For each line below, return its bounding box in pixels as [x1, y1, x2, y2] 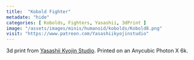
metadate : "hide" [6, 14, 50, 20]
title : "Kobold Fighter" [6, 8, 71, 15]
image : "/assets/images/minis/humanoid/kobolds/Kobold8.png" [6, 25, 163, 31]
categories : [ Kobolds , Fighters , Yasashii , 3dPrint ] [6, 20, 147, 26]
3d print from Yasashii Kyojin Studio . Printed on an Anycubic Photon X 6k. [6, 47, 188, 54]
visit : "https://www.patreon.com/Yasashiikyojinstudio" [6, 31, 149, 37]
